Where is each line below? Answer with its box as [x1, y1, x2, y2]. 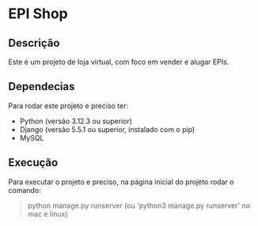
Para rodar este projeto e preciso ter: [8, 100, 129, 111]
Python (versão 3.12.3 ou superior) [19, 116, 133, 126]
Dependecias [8, 80, 75, 93]
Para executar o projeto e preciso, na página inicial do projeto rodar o [8, 177, 234, 186]
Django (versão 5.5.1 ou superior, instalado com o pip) [19, 124, 195, 134]
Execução [8, 156, 59, 170]
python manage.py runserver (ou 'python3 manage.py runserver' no [27, 201, 251, 210]
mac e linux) [27, 209, 69, 218]
